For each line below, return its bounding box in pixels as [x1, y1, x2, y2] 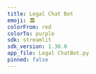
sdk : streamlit [7, 37, 52, 44]
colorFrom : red [7, 23, 52, 30]
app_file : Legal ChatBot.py [7, 50, 90, 57]
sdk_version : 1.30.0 [7, 43, 68, 50]
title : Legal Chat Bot [7, 10, 74, 18]
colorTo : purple [7, 30, 55, 37]
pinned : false [7, 56, 49, 63]
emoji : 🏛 [7, 17, 36, 24]
